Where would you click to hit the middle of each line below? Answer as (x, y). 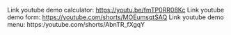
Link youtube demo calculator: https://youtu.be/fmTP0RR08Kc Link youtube (116, 10)
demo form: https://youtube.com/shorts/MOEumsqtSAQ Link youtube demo (115, 17)
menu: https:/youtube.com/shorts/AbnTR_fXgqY (76, 24)
